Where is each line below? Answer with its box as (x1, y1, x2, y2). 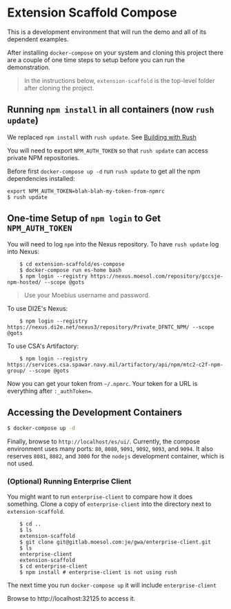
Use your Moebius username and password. (23, 291, 150, 299)
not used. (7, 459, 34, 467)
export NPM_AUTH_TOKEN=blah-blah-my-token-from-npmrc (7, 188, 165, 195)
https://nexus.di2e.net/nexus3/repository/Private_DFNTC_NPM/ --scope (7, 323, 214, 331)
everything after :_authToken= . (7, 387, 93, 395)
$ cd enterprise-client (19, 563, 88, 570)
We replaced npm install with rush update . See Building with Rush (7, 133, 197, 141)
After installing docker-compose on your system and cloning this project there (7, 48, 224, 57)
